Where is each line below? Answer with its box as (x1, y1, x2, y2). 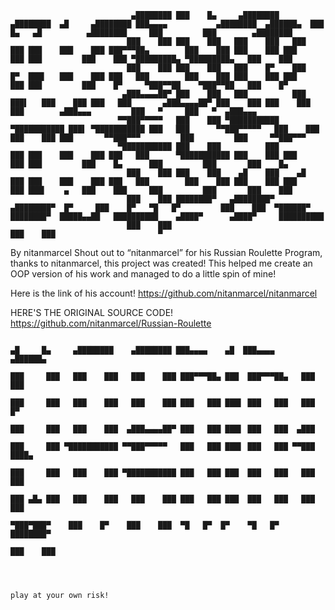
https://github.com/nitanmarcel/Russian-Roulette (10, 317, 212, 329)
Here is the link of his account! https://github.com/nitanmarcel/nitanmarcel (10, 287, 318, 299)
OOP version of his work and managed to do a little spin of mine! (10, 268, 277, 280)
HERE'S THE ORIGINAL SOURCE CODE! (10, 307, 174, 318)
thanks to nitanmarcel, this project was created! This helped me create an (10, 257, 313, 269)
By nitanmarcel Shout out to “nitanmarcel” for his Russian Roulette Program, (10, 247, 323, 258)
